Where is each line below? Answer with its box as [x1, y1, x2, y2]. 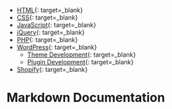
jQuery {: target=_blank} [16, 28, 85, 36]
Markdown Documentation [6, 90, 166, 106]
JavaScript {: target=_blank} [16, 21, 96, 29]
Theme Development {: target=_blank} [27, 50, 136, 59]
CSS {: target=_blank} [16, 13, 78, 22]
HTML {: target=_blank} [16, 6, 83, 14]
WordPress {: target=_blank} [16, 43, 97, 51]
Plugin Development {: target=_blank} [27, 58, 134, 66]
